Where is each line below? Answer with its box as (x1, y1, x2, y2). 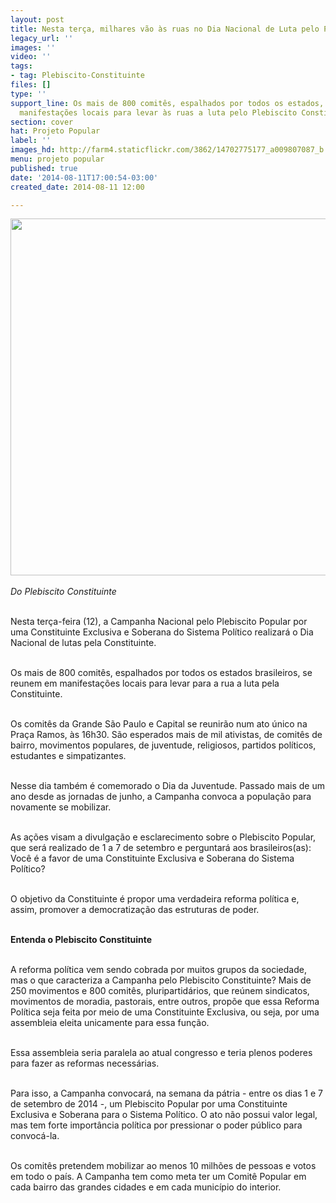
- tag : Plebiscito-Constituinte (10, 71, 145, 81)
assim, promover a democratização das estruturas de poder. (10, 904, 260, 916)
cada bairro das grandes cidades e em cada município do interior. (10, 1181, 282, 1193)
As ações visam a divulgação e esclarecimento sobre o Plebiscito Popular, (10, 831, 317, 843)
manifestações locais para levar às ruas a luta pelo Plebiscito (19, 107, 298, 118)
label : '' (10, 136, 52, 146)
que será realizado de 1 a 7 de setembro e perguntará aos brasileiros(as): (10, 842, 312, 854)
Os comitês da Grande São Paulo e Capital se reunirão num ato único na (10, 718, 308, 730)
